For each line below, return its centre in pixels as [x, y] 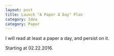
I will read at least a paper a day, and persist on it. [57, 38]
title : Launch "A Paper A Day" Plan [44, 15]
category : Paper [22, 24]
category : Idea [21, 19]
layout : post [19, 10]
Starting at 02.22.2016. [29, 48]
